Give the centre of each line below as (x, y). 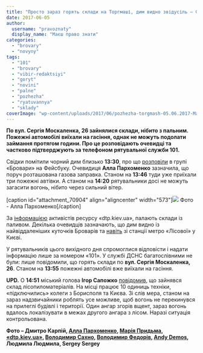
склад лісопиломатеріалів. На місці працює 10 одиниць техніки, (89, 287)
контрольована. (27, 319)
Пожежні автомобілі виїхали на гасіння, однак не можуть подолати (96, 137)
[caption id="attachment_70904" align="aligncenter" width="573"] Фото (100, 200)
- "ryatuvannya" (32, 102)
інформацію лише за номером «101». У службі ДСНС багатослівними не (99, 256)
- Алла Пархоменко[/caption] (44, 206)
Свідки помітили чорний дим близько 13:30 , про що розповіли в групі (97, 162)
